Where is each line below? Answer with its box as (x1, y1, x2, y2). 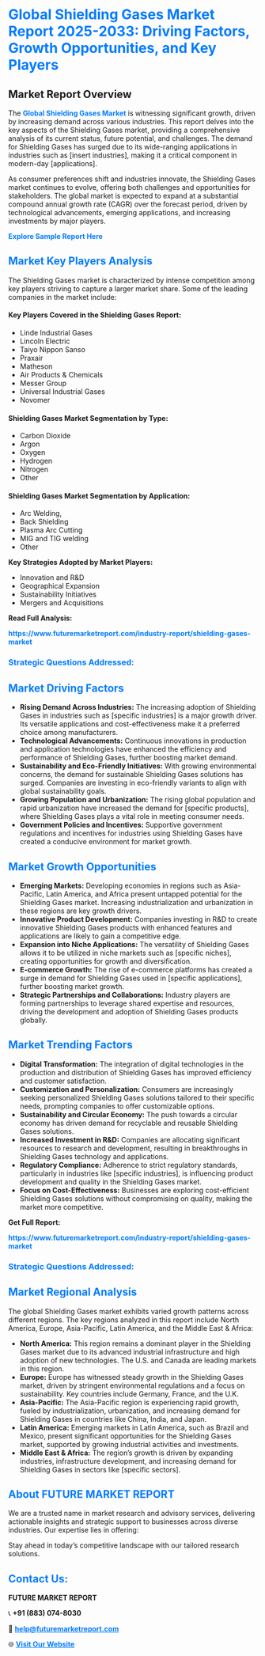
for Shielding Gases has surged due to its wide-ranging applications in (8, 142, 237, 151)
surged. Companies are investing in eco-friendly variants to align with (19, 778, 247, 788)
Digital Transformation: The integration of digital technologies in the (19, 1059, 244, 1069)
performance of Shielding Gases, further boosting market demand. (19, 753, 237, 763)
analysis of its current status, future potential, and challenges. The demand (8, 134, 253, 143)
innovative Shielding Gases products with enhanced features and (19, 923, 233, 932)
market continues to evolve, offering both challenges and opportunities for (8, 183, 251, 191)
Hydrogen (19, 457, 53, 466)
